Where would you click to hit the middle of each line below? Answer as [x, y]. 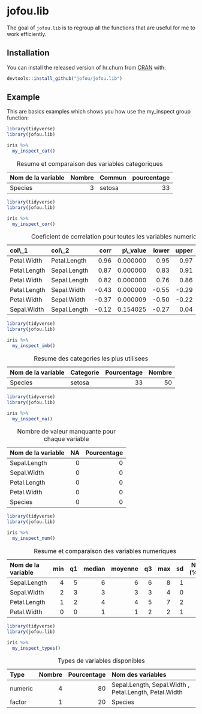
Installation [28, 53]
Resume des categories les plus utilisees [91, 359]
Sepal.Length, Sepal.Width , [150, 685]
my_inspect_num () [34, 539]
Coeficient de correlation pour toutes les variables [102, 237]
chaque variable [66, 439]
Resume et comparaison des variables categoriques [90, 163]
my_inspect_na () [32, 419]
